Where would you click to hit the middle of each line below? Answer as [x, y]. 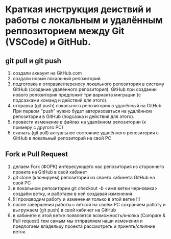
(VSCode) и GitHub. [48, 42]
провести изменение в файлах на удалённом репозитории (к [79, 122]
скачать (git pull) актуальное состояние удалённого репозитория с [86, 133]
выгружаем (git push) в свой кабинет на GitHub [64, 210]
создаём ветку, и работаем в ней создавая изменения [72, 194]
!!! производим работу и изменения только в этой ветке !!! [76, 199]
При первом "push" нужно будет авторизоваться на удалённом [82, 111]
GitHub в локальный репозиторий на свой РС [62, 138]
